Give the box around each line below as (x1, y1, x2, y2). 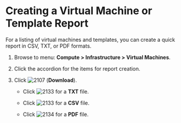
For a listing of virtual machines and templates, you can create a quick (5, 36, 176, 43)
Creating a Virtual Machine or (5, 4, 152, 18)
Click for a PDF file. (22, 111, 89, 118)
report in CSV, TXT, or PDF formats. (5, 42, 92, 49)
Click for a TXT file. (22, 88, 89, 95)
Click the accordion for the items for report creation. (14, 65, 140, 72)
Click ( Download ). (14, 77, 77, 84)
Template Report (5, 16, 89, 30)
